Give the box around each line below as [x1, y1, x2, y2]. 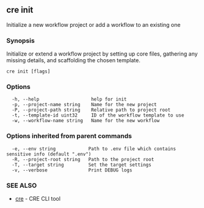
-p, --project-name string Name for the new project [12, 102, 157, 108]
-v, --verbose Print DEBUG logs [12, 167, 133, 173]
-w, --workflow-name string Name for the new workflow [12, 118, 160, 124]
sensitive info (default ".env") [6, 151, 92, 157]
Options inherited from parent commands [6, 132, 133, 140]
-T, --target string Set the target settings [12, 162, 151, 168]
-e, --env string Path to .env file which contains [12, 146, 176, 152]
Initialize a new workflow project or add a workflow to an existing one [6, 21, 181, 28]
